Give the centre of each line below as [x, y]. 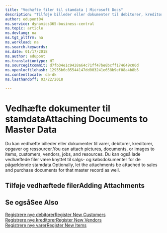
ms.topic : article [24, 28]
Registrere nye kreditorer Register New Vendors [53, 220]
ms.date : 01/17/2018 [27, 51]
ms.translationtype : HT [30, 61]
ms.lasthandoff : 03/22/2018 [34, 79]
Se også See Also [32, 203]
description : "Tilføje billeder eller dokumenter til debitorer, [74, 14]
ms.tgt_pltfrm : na [24, 38]
